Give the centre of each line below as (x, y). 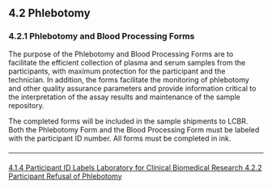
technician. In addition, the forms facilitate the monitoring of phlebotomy (129, 79)
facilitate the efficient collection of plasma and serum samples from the (127, 62)
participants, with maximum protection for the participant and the (117, 71)
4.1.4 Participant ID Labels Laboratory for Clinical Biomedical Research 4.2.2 (135, 167)
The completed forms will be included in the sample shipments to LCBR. (128, 121)
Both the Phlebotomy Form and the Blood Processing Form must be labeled (134, 129)
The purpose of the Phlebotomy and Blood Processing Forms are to (121, 54)
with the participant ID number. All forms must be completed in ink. (120, 138)
